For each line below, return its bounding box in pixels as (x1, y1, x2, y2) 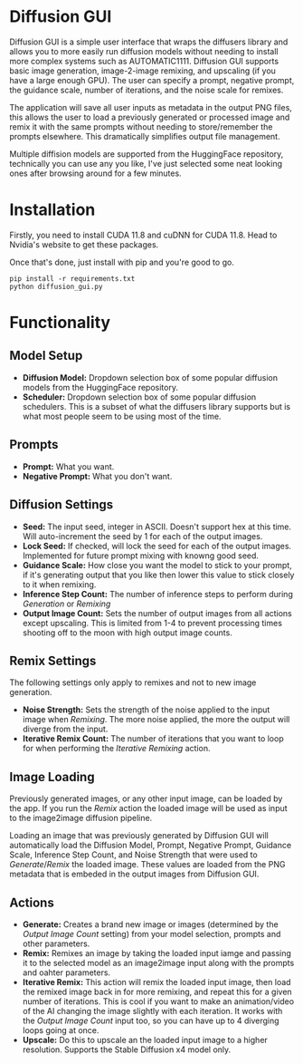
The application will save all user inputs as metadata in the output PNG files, (9, 102, 292, 112)
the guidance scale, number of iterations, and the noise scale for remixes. (9, 84, 284, 95)
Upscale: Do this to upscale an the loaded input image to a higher (22, 1034, 269, 1045)
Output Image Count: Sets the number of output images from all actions (22, 607, 292, 618)
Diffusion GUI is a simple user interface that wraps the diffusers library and (9, 36, 289, 47)
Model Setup (9, 348, 83, 363)
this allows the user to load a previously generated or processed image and (9, 111, 290, 122)
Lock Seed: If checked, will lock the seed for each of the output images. (22, 540, 292, 551)
